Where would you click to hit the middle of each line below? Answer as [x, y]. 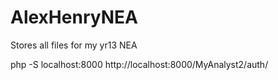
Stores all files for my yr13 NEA [74, 45]
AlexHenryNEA [74, 17]
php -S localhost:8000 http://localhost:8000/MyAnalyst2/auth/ [139, 64]
